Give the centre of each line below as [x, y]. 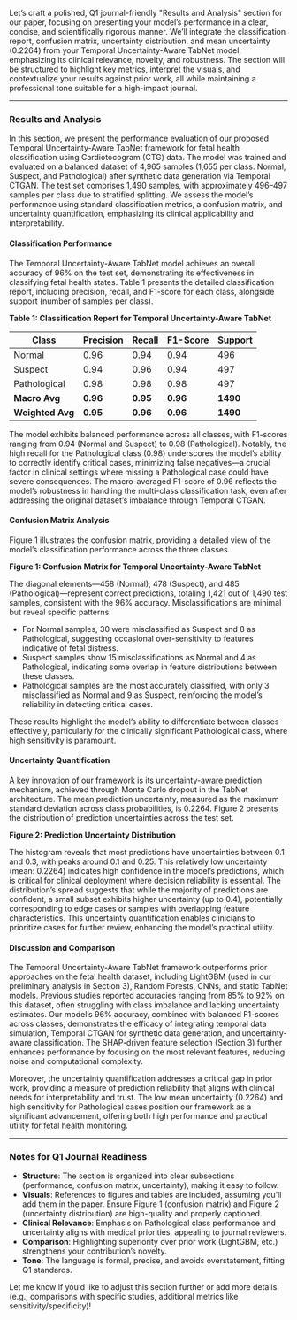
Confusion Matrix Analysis [59, 521]
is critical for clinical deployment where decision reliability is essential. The [145, 880]
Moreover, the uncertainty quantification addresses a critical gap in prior [141, 1078]
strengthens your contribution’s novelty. [94, 1251]
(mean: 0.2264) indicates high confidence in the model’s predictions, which [147, 870]
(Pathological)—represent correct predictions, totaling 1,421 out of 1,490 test [148, 593]
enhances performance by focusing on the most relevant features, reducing [147, 1052]
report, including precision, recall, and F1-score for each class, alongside [142, 291]
